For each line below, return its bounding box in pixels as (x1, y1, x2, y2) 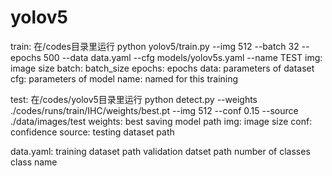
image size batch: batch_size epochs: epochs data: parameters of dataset (10, 62, 315, 74)
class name (10, 156, 58, 168)
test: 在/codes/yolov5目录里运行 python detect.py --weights (10, 93, 258, 105)
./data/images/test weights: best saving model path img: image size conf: (10, 115, 313, 127)
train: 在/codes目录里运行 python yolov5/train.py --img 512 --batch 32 (10, 40, 300, 52)
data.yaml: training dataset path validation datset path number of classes (10, 145, 311, 157)
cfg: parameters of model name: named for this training (10, 72, 239, 85)
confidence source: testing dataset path (10, 126, 175, 138)
